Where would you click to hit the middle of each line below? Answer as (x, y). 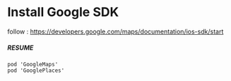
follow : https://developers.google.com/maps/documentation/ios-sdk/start (115, 31)
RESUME (20, 47)
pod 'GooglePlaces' (36, 71)
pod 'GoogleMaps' (33, 64)
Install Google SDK (63, 12)
